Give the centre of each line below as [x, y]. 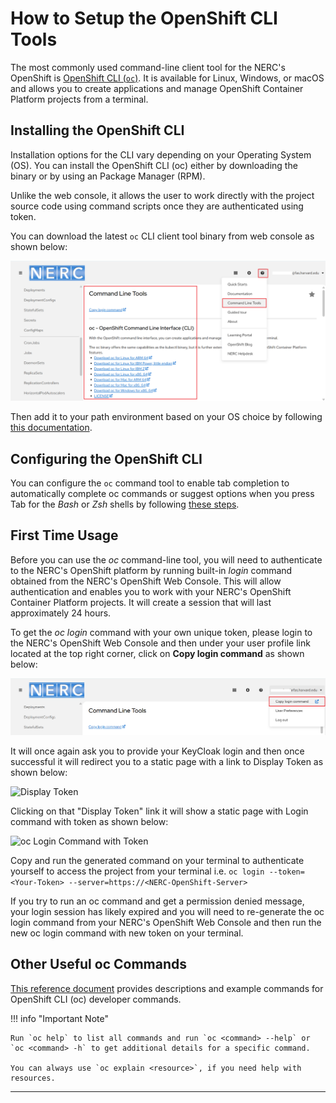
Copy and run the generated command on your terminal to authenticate [157, 860]
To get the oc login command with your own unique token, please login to [161, 632]
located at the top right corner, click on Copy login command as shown [157, 653]
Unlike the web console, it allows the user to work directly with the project [162, 195]
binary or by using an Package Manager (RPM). [108, 176]
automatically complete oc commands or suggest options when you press [162, 493]
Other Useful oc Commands [98, 964]
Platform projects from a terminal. [79, 99]
